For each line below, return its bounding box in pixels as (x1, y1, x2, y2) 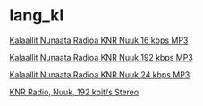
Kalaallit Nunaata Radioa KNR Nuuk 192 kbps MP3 (9, 52, 194, 62)
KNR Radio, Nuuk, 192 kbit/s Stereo (9, 86, 140, 97)
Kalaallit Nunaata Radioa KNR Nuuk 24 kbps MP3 (9, 69, 190, 80)
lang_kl (9, 5, 64, 26)
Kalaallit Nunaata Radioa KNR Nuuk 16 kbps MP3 (9, 35, 189, 45)
